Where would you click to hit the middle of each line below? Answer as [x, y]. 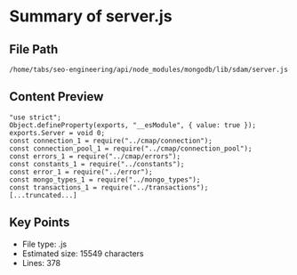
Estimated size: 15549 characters [83, 253]
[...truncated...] [43, 195]
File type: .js [44, 244]
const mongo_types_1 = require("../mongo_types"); [105, 180]
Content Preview [56, 97]
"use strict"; [36, 117]
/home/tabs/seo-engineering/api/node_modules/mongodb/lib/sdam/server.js [149, 69]
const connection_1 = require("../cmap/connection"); [111, 141]
